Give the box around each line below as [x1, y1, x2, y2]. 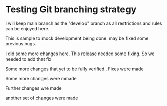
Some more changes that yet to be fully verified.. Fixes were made [5, 66, 144, 72]
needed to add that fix [5, 56, 52, 62]
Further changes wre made [5, 85, 62, 91]
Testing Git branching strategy [5, 4, 137, 15]
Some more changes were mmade [5, 75, 77, 81]
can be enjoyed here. [5, 25, 50, 31]
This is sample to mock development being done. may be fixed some [5, 35, 149, 41]
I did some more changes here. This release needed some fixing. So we [5, 50, 155, 57]
